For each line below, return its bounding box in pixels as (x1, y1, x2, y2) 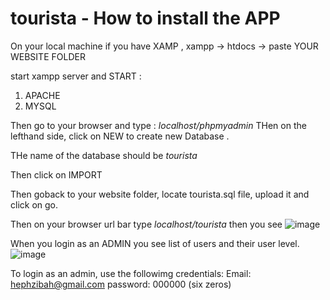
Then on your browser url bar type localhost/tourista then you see (10, 218, 283, 230)
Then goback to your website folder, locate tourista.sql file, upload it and (10, 188, 310, 200)
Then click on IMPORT (10, 168, 103, 181)
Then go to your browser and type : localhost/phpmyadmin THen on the (10, 119, 307, 131)
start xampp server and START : (10, 70, 142, 82)
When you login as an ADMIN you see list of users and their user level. (10, 237, 300, 249)
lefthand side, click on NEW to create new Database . (10, 130, 230, 142)
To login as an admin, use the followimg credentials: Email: (10, 267, 252, 279)
